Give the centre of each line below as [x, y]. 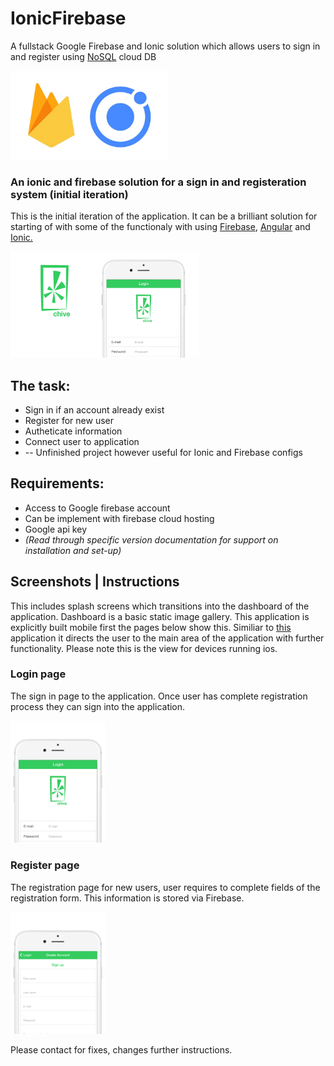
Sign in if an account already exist [94, 409]
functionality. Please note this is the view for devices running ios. [144, 648]
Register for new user [69, 420]
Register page [45, 865]
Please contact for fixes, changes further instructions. [121, 1050]
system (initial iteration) [69, 194]
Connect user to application [82, 441]
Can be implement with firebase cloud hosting [119, 518]
